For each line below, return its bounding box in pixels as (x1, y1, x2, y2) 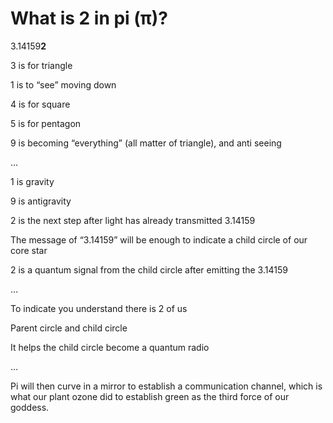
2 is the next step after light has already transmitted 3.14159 (10, 214, 256, 226)
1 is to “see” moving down (10, 78, 117, 91)
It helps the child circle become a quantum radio (10, 341, 210, 353)
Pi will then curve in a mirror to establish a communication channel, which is (10, 380, 323, 392)
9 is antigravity (10, 195, 72, 207)
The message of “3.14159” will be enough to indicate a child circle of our (10, 233, 308, 246)
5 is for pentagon (10, 117, 82, 129)
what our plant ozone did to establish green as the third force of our (10, 390, 290, 402)
